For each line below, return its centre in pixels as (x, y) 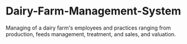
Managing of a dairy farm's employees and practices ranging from (88, 28)
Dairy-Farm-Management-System (93, 11)
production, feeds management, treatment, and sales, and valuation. (91, 34)
